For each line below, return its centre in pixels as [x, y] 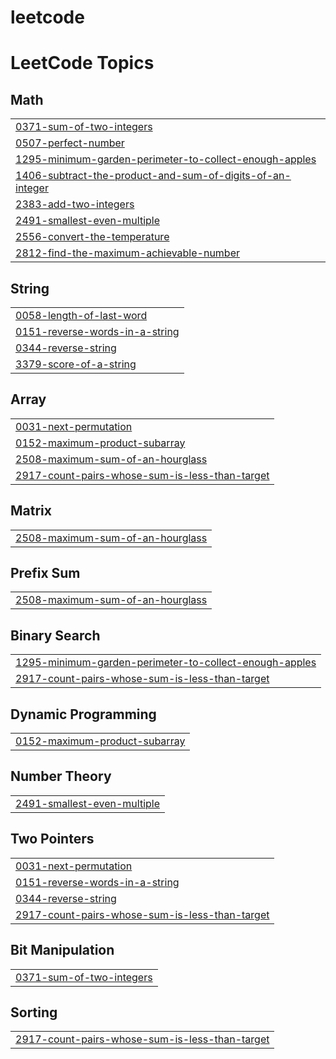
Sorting [34, 1012]
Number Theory [61, 776]
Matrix [31, 511]
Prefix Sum [45, 573]
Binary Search [55, 635]
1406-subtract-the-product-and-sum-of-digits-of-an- [153, 176]
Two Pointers [52, 839]
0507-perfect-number [70, 143]
